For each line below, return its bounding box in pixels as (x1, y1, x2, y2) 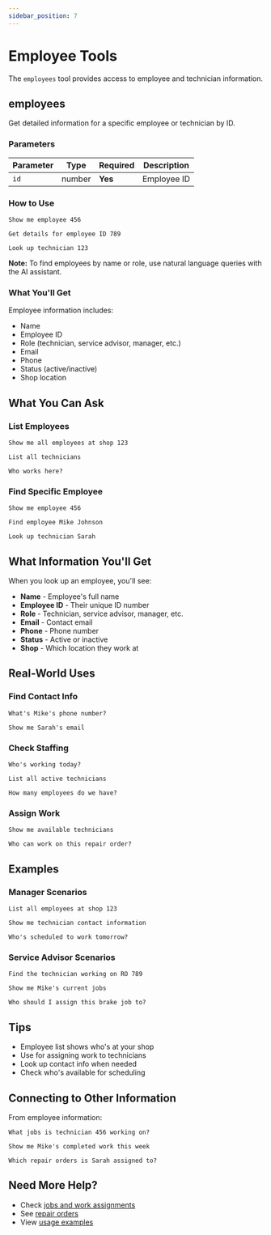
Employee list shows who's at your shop (19, 1042, 155, 1052)
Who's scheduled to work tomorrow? (8, 933, 129, 941)
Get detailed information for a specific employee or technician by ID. (8, 118, 236, 128)
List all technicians (8, 452, 82, 461)
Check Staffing (8, 742, 69, 753)
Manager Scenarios (8, 886, 87, 898)
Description (142, 159, 190, 171)
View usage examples (19, 1217, 94, 1227)
